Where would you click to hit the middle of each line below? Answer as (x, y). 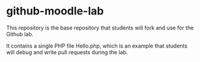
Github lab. (20, 34)
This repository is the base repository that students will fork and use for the (100, 28)
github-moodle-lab (55, 11)
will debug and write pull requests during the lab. (67, 52)
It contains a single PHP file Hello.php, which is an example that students (97, 46)
